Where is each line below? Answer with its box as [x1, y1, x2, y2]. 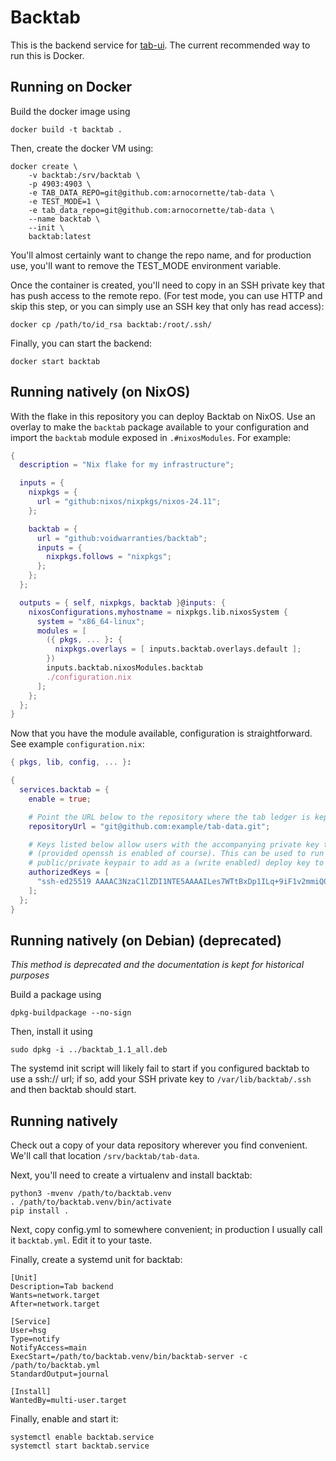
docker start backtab [10, 356, 101, 366]
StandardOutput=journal [10, 1369, 110, 1380]
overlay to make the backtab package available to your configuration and [10, 421, 310, 433]
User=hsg [10, 1326, 47, 1336]
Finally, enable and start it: [10, 1413, 119, 1425]
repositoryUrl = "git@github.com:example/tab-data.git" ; [28, 821, 271, 831]
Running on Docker [10, 79, 133, 96]
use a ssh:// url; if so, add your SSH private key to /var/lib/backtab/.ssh [10, 1073, 312, 1085]
